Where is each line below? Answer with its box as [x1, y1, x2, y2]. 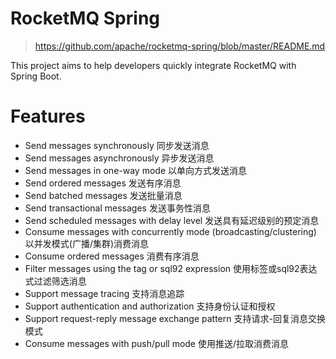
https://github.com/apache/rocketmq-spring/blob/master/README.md [34, 40, 326, 52]
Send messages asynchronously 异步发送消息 [24, 152, 215, 164]
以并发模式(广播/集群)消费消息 [24, 237, 150, 249]
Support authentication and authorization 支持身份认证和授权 [24, 300, 276, 312]
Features [10, 105, 86, 128]
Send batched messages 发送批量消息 [24, 189, 183, 201]
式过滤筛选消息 [24, 275, 87, 287]
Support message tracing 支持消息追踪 [24, 287, 185, 299]
